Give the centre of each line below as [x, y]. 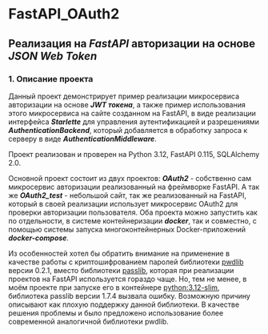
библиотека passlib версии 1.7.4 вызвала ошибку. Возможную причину [129, 296]
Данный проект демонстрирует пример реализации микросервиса [124, 96]
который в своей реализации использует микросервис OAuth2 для [123, 203]
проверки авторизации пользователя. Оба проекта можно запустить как [133, 212]
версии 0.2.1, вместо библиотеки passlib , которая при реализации [121, 270]
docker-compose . [39, 238]
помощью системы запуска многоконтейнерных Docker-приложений [127, 229]
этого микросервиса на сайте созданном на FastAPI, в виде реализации [132, 113]
